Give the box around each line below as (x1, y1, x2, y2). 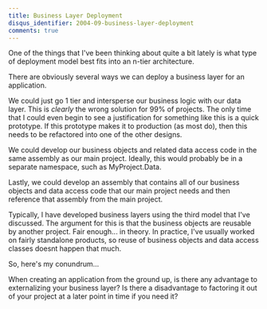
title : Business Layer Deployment (8, 11, 124, 20)
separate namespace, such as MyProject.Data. (8, 162, 162, 172)
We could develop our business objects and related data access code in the (8, 145, 257, 155)
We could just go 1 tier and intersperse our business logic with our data (8, 96, 241, 106)
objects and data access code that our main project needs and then (8, 186, 230, 196)
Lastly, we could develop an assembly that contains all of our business (8, 178, 241, 187)
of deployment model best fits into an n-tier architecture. (8, 57, 194, 66)
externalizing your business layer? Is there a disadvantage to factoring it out (8, 284, 257, 293)
